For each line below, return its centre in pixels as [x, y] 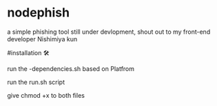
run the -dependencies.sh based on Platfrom [71, 68]
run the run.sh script [36, 82]
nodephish [39, 13]
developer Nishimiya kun [42, 39]
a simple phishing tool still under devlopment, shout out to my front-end [109, 32]
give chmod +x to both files [46, 95]
